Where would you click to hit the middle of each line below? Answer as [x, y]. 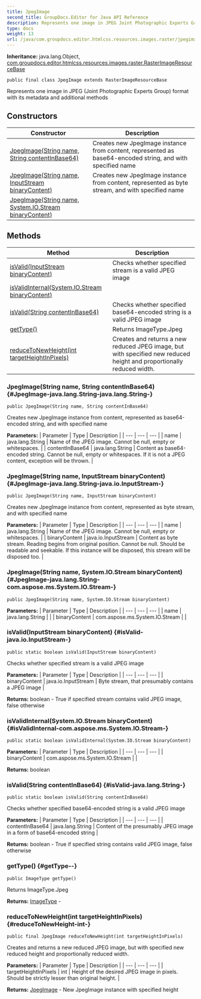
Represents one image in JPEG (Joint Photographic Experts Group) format [98, 91]
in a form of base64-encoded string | [52, 832]
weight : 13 [20, 34]
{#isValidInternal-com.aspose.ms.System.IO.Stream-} [88, 728]
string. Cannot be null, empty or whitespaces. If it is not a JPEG [108, 454]
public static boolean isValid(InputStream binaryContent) [82, 652]
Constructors [32, 116]
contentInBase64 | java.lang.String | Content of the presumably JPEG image [100, 827]
